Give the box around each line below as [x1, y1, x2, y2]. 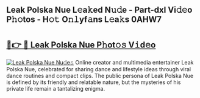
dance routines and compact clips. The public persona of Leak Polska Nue [6, 72, 194, 79]
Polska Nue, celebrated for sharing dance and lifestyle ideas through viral [6, 66, 191, 72]
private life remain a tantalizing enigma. [6, 85, 105, 92]
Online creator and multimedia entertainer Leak [75, 59, 194, 66]
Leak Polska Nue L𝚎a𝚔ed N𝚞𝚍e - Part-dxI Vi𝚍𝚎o [6, 5, 193, 15]
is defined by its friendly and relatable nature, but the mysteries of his [6, 79, 181, 86]
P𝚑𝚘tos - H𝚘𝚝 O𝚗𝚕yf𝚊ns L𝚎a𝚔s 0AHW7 [6, 15, 162, 25]
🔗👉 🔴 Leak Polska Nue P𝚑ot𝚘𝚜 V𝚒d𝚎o [6, 40, 156, 50]
